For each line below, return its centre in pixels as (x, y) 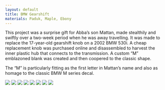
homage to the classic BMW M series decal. (50, 73)
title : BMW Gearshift (27, 14)
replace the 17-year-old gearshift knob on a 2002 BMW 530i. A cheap (76, 43)
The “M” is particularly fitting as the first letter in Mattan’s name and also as (82, 68)
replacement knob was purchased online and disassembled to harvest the (80, 48)
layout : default (22, 10)
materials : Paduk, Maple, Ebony (38, 19)
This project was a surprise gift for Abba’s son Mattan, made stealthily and (81, 33)
